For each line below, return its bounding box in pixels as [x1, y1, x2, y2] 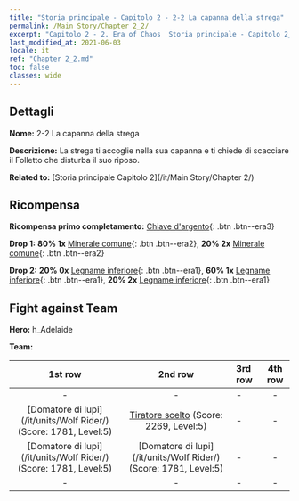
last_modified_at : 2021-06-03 [9, 37, 122, 47]
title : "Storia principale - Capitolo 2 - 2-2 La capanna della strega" [9, 12, 285, 22]
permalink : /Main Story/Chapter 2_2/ [9, 21, 149, 30]
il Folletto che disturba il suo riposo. [9, 154, 141, 165]
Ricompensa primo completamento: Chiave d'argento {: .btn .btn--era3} [9, 221, 276, 232]
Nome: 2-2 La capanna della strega [9, 127, 140, 138]
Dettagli [9, 104, 54, 119]
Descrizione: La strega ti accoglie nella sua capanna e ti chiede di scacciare [9, 144, 289, 156]
